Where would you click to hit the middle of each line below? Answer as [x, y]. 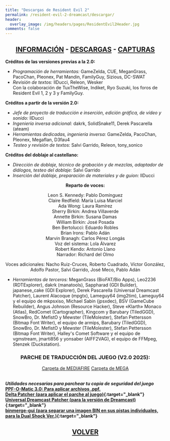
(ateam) [21, 129]
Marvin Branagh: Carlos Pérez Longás [85, 238]
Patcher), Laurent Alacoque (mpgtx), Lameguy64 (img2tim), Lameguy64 [88, 295]
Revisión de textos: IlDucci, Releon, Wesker [58, 82]
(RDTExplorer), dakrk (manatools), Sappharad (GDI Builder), [75, 285]
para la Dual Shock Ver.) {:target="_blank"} [52, 416]
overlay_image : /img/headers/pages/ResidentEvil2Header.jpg [75, 24]
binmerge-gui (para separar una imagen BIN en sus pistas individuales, [82, 411]
